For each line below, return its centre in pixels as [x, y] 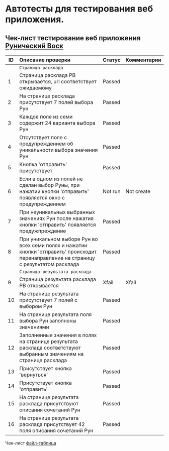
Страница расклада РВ [48, 75]
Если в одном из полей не [51, 179]
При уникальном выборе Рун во [59, 239]
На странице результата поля [56, 314]
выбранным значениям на [52, 354]
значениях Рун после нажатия [57, 218]
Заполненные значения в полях [58, 335]
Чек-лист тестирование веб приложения [73, 38]
